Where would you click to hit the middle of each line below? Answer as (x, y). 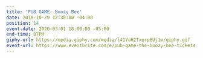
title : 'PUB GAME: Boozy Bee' (44, 12)
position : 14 (23, 23)
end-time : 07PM (25, 34)
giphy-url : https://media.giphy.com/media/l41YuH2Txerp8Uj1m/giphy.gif (98, 40)
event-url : (20, 46)
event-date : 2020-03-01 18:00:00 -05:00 (58, 29)
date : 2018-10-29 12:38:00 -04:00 (50, 18)
